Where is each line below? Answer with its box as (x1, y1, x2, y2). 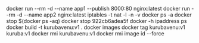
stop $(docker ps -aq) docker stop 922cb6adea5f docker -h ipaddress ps (6, 18, 188, 24)
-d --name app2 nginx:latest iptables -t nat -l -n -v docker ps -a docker (17, 11, 192, 18)
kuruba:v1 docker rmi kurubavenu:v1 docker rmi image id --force (6, 30, 165, 37)
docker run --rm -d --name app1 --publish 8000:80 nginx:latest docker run (6, 5, 191, 12)
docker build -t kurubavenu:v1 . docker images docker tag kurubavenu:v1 (6, 24, 186, 31)
